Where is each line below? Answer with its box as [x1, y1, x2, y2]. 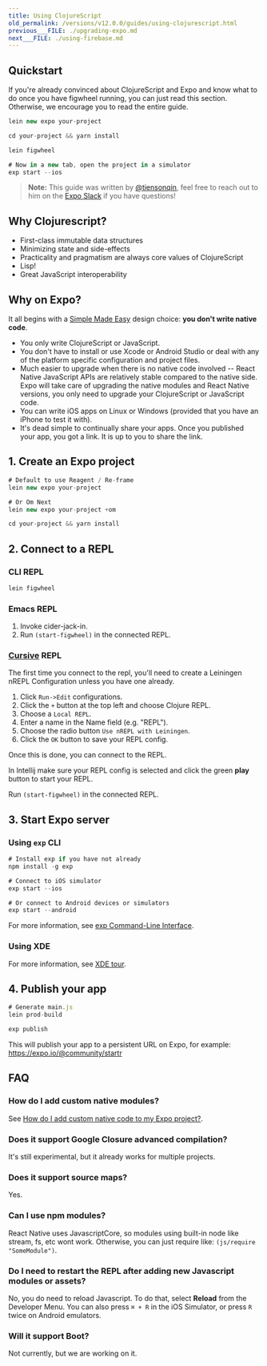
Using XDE [8, 941, 50, 952]
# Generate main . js [8, 1003, 74, 1011]
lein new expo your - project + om [8, 505, 116, 513]
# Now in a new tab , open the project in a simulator [8, 161, 192, 169]
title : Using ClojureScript [8, 11, 102, 20]
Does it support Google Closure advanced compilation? [8, 1134, 228, 1145]
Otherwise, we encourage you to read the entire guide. [8, 102, 189, 112]
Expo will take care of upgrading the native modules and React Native [19, 381, 249, 391]
